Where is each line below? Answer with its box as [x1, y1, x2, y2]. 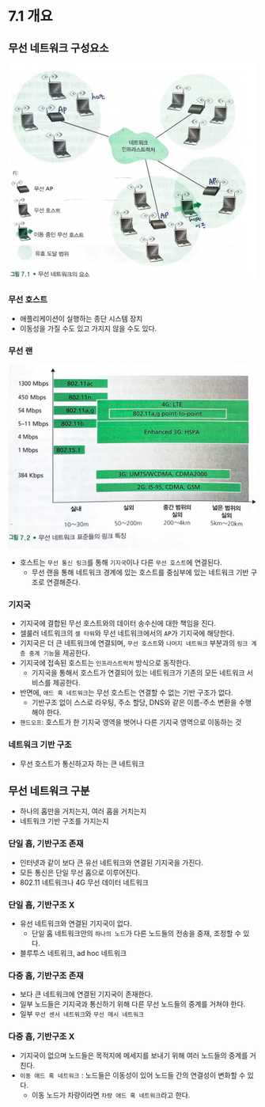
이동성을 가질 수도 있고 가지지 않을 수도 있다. [19, 324, 157, 333]
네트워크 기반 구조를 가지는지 [19, 817, 109, 826]
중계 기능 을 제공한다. [28, 648, 91, 658]
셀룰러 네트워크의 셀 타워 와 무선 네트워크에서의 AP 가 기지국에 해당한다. [19, 628, 235, 638]
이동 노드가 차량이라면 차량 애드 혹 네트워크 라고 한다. [31, 1090, 191, 1100]
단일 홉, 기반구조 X [8, 899, 75, 910]
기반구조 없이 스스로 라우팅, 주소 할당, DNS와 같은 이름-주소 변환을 [31, 698, 237, 707]
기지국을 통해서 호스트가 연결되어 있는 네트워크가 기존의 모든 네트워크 [31, 668, 245, 677]
